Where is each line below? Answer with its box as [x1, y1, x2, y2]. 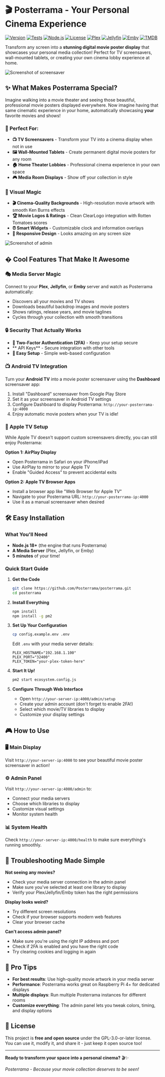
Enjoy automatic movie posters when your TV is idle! [12, 411, 119, 417]
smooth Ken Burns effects [12, 207, 65, 213]
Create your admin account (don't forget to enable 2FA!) [19, 701, 134, 707]
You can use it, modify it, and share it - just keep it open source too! [5, 1040, 142, 1046]
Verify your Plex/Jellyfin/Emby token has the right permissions [12, 889, 138, 895]
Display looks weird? [5, 899, 49, 905]
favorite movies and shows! [5, 113, 61, 118]
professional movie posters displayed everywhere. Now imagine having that [5, 102, 159, 108]
